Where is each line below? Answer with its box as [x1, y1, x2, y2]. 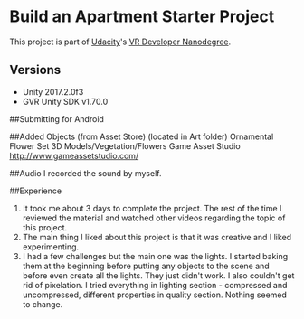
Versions [9, 62, 62, 78]
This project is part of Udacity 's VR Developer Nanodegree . [9, 36, 232, 47]
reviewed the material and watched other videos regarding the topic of [22, 212, 286, 223]
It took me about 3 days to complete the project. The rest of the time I [22, 202, 282, 213]
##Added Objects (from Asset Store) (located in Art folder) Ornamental [9, 131, 274, 142]
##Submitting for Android [9, 113, 104, 124]
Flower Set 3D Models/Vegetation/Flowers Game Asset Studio [9, 140, 242, 151]
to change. [22, 298, 63, 309]
